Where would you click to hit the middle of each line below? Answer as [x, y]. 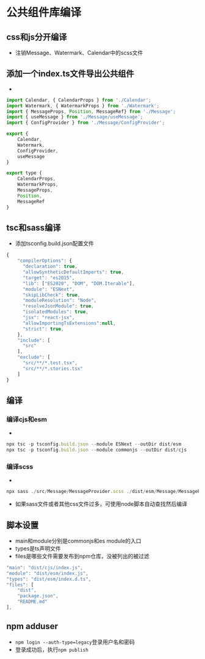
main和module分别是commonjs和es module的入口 [78, 541]
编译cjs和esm [27, 419]
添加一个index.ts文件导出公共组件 [70, 74]
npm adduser [32, 626]
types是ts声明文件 [38, 548]
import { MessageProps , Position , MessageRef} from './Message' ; [91, 111]
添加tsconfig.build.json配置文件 [55, 243]
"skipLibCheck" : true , [51, 295]
